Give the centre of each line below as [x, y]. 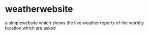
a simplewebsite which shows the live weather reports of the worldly [74, 23]
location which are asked [30, 28]
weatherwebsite [39, 9]
